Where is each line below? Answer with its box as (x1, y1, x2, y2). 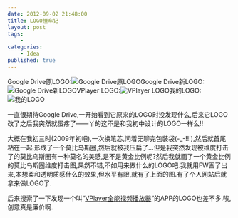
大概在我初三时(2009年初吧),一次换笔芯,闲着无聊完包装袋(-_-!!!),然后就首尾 (7, 134, 227, 142)
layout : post (7, 24, 46, 31)
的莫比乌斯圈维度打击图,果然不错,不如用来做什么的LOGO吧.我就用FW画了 (7, 161, 222, 170)
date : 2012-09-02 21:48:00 (7, 10, 88, 18)
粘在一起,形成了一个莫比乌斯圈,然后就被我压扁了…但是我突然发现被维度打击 (7, 143, 229, 152)
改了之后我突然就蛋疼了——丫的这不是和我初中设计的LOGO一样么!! (7, 119, 204, 128)
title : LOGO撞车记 (7, 17, 59, 24)
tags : (7, 30, 24, 38)
